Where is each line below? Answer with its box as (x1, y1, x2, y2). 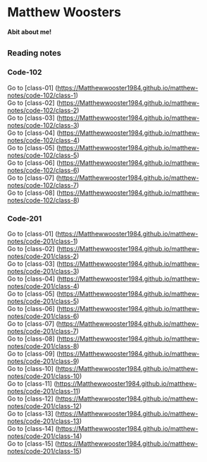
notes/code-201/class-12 (7, 401, 80, 410)
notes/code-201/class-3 (7, 267, 77, 275)
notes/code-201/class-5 (7, 297, 77, 305)
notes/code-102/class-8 (7, 195, 77, 205)
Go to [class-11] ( (7, 379, 56, 388)
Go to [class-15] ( (7, 439, 58, 448)
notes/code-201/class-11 (7, 387, 79, 395)
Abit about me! (7, 28, 52, 36)
